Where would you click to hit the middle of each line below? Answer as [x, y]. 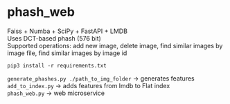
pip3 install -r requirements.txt [57, 65]
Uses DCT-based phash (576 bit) [54, 38]
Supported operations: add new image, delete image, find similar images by [115, 45]
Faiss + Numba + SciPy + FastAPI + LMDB [68, 31]
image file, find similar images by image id [67, 53]
